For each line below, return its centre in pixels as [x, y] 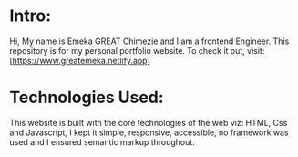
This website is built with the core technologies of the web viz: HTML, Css [149, 122]
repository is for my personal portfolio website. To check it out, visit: [137, 50]
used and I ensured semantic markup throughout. [103, 141]
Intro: [31, 16]
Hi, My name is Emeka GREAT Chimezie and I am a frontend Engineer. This [149, 41]
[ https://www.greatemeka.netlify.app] [80, 60]
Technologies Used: [87, 98]
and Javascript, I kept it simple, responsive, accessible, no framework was [149, 132]
